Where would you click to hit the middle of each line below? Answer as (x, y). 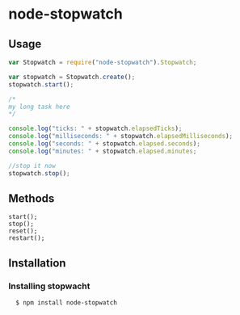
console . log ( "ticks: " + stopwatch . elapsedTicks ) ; (95, 129)
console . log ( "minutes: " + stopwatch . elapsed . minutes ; (103, 151)
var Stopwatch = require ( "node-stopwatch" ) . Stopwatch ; (103, 62)
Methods (32, 198)
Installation (37, 263)
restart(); (27, 238)
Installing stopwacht (49, 286)
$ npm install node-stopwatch (66, 303)
